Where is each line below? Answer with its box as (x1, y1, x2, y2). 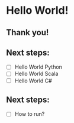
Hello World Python (14, 63, 62, 70)
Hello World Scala (14, 70, 59, 78)
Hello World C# (14, 77, 52, 84)
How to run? (14, 110, 45, 118)
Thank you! (6, 27, 49, 38)
